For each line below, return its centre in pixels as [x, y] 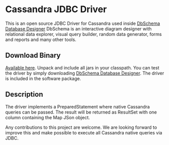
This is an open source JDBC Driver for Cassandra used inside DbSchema [83, 23]
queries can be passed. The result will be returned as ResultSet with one [81, 112]
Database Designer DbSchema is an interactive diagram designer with [79, 28]
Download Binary [33, 56]
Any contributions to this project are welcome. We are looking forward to [81, 127]
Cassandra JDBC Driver [56, 9]
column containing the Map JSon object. [48, 117]
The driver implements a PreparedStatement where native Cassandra [78, 106]
